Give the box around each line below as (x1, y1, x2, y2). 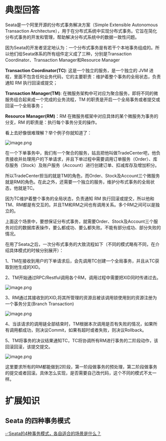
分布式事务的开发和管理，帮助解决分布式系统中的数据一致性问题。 (5, 34, 139, 40)
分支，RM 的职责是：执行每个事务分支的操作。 (5, 119, 100, 125)
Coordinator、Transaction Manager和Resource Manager (5, 57, 120, 63)
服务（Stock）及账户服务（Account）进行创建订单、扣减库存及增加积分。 (9, 162, 160, 168)
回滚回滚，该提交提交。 (5, 344, 53, 350)
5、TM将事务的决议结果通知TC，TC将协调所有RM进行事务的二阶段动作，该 (5, 337, 159, 343)
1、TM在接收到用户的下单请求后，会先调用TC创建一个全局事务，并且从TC (5, 258, 156, 264)
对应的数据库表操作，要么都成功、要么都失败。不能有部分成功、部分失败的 (9, 224, 161, 230)
